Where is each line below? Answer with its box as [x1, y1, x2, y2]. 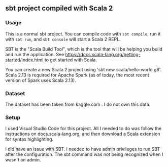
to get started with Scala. [44, 57, 97, 63]
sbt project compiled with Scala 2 [5, 4, 113, 13]
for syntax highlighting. [5, 136, 54, 142]
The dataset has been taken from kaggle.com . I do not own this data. [5, 101, 151, 107]
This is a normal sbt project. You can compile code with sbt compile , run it [5, 30, 161, 37]
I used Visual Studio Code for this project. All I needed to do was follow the [5, 126, 162, 132]
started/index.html [5, 57, 44, 63]
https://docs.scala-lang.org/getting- [65, 51, 141, 57]
